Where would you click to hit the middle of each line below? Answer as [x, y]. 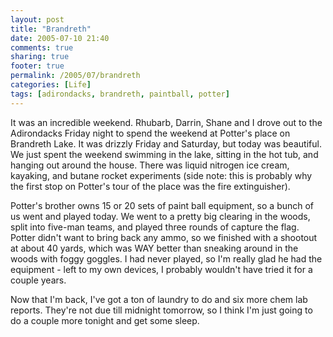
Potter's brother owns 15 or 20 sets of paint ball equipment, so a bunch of [162, 205]
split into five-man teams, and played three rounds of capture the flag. [155, 227]
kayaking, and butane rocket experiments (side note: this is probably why [161, 175]
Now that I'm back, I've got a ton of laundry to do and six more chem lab [159, 299]
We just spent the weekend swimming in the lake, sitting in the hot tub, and [164, 154]
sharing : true [40, 57]
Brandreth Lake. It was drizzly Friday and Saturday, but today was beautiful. [166, 143]
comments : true [42, 47]
